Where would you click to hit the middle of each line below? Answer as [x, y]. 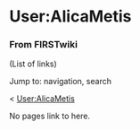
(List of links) [33, 64]
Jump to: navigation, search [60, 82]
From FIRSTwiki [44, 45]
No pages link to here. [50, 116]
